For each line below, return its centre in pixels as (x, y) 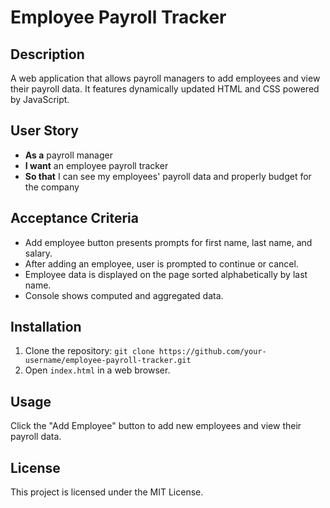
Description (47, 54)
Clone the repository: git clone (89, 351)
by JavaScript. (40, 99)
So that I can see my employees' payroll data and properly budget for (168, 176)
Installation (46, 327)
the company (52, 187)
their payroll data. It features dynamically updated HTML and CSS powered (165, 89)
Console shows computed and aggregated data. (124, 295)
